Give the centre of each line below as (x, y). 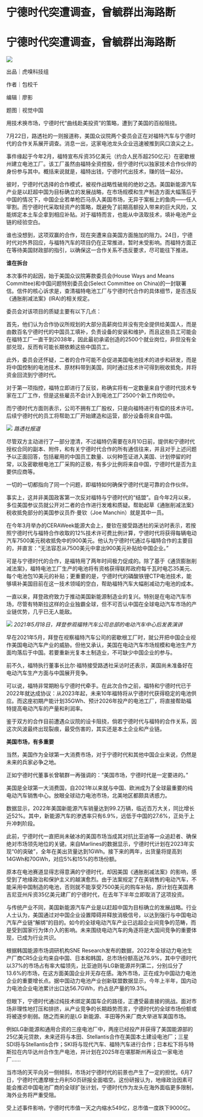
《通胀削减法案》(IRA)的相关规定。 (50, 299)
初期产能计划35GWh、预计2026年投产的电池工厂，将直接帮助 (109, 701)
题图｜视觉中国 (25, 110)
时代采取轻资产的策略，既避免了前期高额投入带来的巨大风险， (114, 207)
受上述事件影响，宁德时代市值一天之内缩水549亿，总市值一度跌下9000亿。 (100, 1108)
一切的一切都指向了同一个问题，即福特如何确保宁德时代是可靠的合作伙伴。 (99, 485)
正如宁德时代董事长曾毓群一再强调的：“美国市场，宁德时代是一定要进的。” (97, 775)
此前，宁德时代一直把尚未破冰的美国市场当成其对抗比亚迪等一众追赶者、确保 (101, 836)
